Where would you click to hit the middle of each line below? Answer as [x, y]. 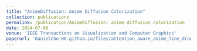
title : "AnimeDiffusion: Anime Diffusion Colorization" [76, 11]
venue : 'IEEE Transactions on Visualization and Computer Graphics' [91, 33]
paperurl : [18, 39]
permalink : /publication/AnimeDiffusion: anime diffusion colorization [95, 22]
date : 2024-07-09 [27, 28]
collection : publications [38, 17]
